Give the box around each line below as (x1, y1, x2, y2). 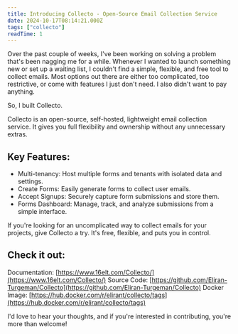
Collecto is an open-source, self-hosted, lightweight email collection (7, 115, 207, 124)
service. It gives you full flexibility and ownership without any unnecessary (7, 122, 226, 131)
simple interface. (17, 208, 67, 216)
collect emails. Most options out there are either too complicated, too (7, 72, 210, 81)
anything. (7, 87, 36, 96)
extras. (7, 130, 28, 139)
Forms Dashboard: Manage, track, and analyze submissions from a (17, 200, 215, 208)
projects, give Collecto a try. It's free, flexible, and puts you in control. (7, 229, 211, 237)
